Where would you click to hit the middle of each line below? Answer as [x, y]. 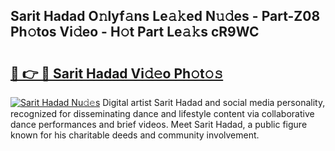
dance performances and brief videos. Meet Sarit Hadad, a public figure [159, 124]
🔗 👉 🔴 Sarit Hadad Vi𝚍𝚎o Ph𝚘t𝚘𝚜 [117, 73]
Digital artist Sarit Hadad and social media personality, [214, 102]
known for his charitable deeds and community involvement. [135, 135]
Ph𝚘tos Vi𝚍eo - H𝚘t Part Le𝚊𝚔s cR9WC [135, 32]
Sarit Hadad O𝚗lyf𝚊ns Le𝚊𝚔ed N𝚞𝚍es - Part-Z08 [165, 16]
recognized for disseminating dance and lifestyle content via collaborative [162, 113]
